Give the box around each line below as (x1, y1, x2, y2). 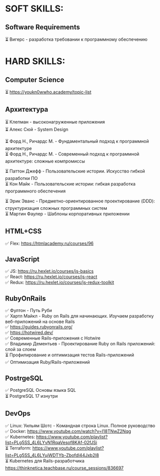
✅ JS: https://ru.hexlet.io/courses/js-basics (5, 268, 94, 274)
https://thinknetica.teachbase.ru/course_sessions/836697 (5, 465, 124, 471)
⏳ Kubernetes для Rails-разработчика (5, 458, 84, 464)
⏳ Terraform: (5, 445, 31, 451)
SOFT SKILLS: (5, 3, 64, 14)
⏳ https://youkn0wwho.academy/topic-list (5, 89, 92, 95)
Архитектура (5, 105, 49, 114)
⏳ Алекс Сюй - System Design (5, 126, 69, 132)
